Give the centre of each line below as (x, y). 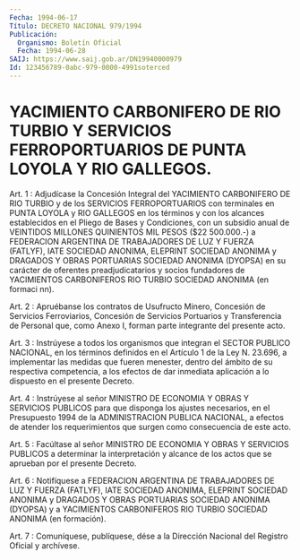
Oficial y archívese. (45, 545)
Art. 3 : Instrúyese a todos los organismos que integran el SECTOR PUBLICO (150, 342)
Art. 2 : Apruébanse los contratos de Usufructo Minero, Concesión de (137, 306)
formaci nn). (32, 289)
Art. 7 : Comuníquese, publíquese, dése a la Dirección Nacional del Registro (149, 536)
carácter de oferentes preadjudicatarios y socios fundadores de (127, 270)
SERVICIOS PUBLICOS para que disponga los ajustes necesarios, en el (140, 408)
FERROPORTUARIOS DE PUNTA (128, 150)
